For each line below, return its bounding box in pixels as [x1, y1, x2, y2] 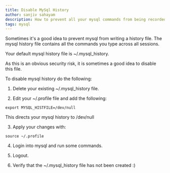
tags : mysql [5, 21, 30, 27]
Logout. [12, 153, 29, 159]
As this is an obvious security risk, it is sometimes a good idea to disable [5, 60, 156, 66]
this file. [5, 66, 22, 72]
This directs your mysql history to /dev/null [5, 114, 95, 120]
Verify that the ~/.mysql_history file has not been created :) [12, 162, 136, 168]
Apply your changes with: [12, 124, 66, 130]
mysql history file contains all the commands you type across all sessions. [5, 41, 160, 47]
